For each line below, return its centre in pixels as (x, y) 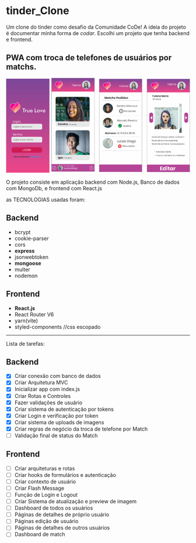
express (24, 250)
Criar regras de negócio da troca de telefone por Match (81, 429)
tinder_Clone (38, 11)
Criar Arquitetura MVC (41, 383)
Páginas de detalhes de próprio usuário (62, 515)
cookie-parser (32, 238)
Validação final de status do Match (56, 435)
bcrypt (22, 232)
